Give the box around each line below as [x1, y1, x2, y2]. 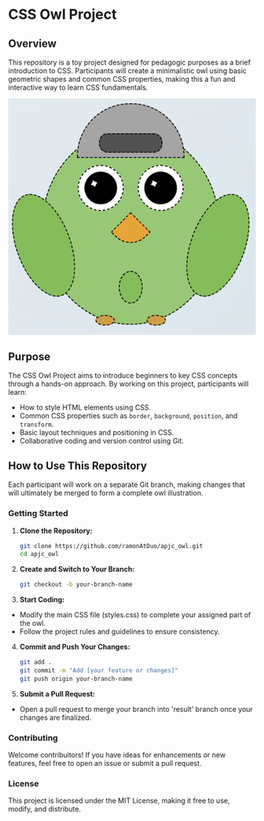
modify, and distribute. [8, 804, 81, 814]
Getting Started [8, 508, 68, 519]
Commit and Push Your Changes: [19, 642, 130, 652]
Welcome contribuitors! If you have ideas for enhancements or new [8, 750, 226, 760]
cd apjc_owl [19, 550, 59, 558]
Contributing [8, 732, 58, 743]
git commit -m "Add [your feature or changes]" [19, 667, 178, 675]
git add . [19, 658, 53, 666]
